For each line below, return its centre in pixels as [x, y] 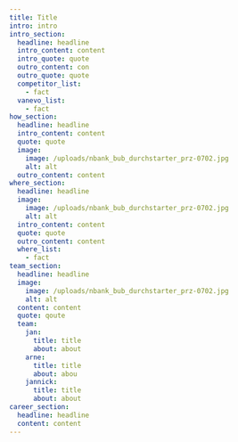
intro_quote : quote [53, 59]
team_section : [36, 266]
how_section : [33, 117]
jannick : [41, 382]
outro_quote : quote [53, 76]
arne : [36, 357]
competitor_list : [49, 84]
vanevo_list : [41, 100]
